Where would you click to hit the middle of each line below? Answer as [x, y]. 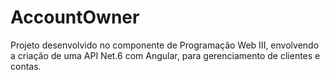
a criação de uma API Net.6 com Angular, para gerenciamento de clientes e [165, 55]
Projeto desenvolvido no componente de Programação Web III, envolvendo [165, 45]
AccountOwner [75, 17]
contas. [26, 66]
